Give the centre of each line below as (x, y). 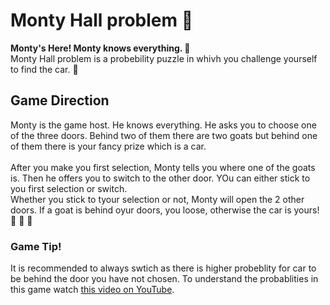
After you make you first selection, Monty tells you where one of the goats (163, 167)
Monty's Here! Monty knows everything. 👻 (100, 48)
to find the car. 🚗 (44, 69)
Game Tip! (36, 246)
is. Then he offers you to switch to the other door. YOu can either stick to (160, 178)
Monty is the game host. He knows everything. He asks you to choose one (163, 125)
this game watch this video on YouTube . (92, 290)
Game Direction (60, 100)
